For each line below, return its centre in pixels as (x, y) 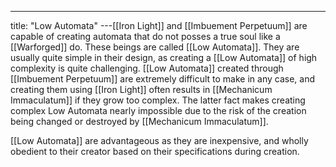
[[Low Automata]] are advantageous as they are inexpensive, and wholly (159, 140)
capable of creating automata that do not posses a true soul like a (145, 36)
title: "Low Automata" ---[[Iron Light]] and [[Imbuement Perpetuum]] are (159, 25)
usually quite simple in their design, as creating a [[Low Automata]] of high (164, 57)
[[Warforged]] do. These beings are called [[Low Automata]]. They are (155, 47)
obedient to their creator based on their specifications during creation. (155, 151)
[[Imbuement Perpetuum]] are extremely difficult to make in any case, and (162, 79)
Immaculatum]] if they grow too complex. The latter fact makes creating (158, 100)
